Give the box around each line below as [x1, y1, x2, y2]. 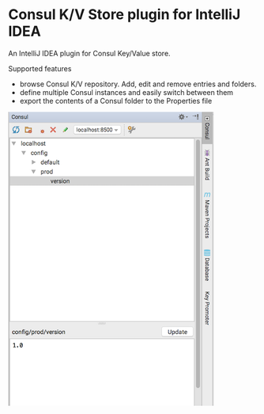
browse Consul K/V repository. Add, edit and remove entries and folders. [19, 79, 257, 89]
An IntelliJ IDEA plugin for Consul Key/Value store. [8, 48, 172, 58]
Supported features [8, 63, 72, 73]
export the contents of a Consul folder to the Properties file [19, 96, 213, 105]
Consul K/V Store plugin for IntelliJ [8, 6, 241, 24]
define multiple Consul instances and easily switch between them [19, 87, 234, 97]
